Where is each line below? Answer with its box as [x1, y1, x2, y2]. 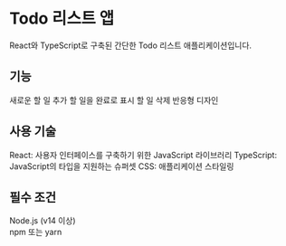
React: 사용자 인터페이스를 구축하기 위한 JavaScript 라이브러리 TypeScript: [9, 149, 278, 160]
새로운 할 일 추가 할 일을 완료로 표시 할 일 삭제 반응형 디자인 [9, 94, 219, 105]
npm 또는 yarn [9, 227, 62, 238]
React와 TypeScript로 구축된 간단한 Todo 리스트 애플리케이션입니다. [9, 40, 252, 51]
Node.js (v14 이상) [9, 215, 76, 226]
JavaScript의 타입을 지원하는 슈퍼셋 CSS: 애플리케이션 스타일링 [9, 160, 234, 172]
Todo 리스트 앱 [9, 8, 115, 29]
